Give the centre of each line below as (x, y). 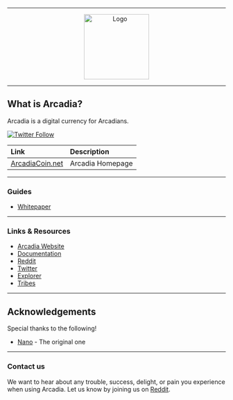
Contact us (26, 367)
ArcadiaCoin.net (37, 163)
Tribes (26, 283)
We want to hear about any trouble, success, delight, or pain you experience (116, 382)
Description (89, 152)
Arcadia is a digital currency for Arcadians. (68, 121)
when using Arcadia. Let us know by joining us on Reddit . (89, 389)
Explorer (29, 276)
